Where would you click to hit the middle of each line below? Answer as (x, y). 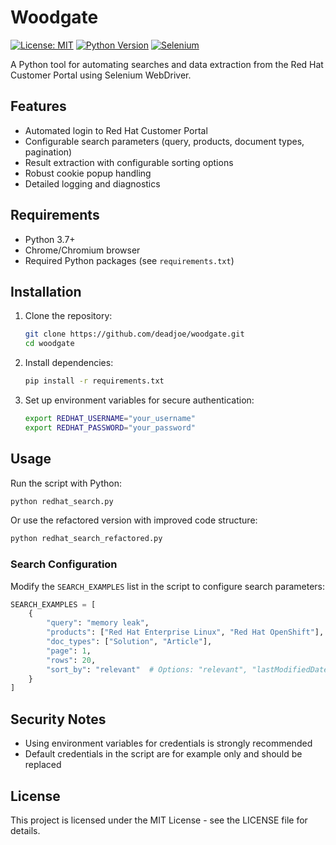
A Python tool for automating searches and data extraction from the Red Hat (167, 64)
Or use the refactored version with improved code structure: (134, 520)
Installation (46, 291)
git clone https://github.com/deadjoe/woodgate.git (134, 334)
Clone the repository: (68, 316)
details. (25, 830)
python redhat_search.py (62, 501)
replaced (43, 765)
